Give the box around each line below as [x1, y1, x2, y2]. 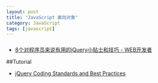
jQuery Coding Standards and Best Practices [14, 70, 126, 77]
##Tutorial [6, 58, 32, 66]
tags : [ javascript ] [6, 25, 55, 32]
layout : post [6, 8, 39, 15]
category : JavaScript [6, 20, 61, 26]
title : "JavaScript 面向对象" [6, 14, 78, 20]
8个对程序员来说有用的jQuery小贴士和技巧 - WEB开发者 [14, 46, 153, 54]
